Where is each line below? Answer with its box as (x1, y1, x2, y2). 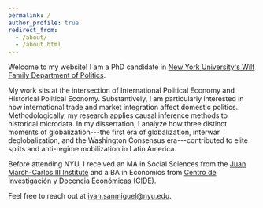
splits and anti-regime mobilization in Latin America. (8, 144, 177, 154)
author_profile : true (8, 19, 80, 27)
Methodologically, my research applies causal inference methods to (8, 111, 228, 120)
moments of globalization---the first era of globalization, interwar (8, 127, 220, 137)
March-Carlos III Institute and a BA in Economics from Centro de (8, 168, 217, 177)
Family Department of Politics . (8, 71, 106, 80)
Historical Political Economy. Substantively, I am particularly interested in (8, 94, 244, 104)
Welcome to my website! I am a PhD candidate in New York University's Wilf (8, 62, 255, 71)
